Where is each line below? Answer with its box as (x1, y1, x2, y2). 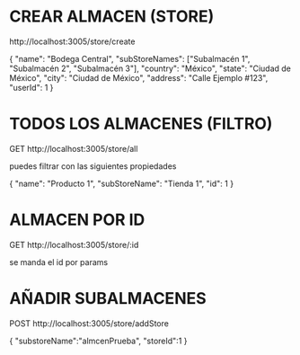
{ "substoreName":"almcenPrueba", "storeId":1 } (9, 335, 188, 346)
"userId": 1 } (9, 82, 54, 93)
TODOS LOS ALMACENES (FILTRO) (9, 114, 273, 134)
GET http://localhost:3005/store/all (9, 143, 138, 154)
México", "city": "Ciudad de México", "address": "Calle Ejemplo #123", (9, 72, 269, 83)
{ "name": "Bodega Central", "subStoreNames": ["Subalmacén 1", (9, 53, 251, 64)
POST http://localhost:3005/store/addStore (9, 317, 169, 329)
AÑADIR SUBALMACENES (9, 288, 207, 308)
